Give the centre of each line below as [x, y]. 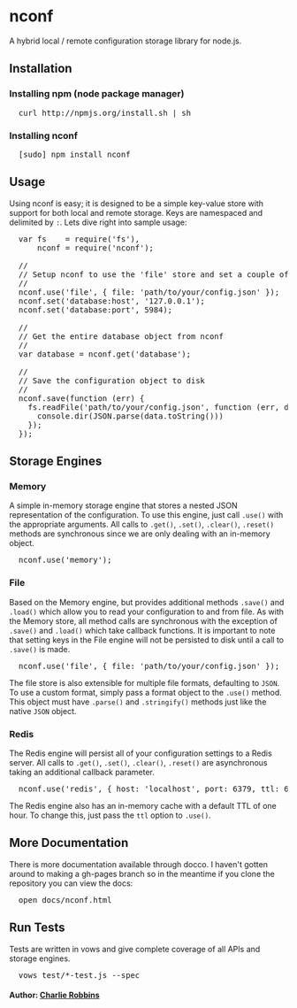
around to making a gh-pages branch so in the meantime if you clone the [142, 873]
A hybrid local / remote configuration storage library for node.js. [126, 41]
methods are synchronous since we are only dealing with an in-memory [140, 534]
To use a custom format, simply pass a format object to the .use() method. [146, 692]
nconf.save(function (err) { [81, 398]
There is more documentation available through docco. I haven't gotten [138, 864]
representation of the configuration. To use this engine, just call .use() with [146, 515]
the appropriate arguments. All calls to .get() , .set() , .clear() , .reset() [142, 525]
